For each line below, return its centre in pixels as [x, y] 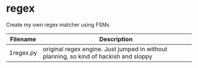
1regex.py [23, 53]
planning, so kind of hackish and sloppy [98, 56]
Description [116, 39]
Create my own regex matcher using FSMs [58, 25]
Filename [23, 39]
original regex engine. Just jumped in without [105, 49]
